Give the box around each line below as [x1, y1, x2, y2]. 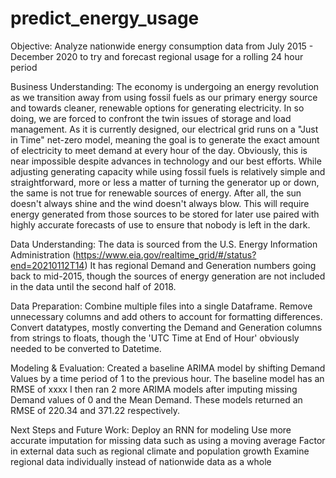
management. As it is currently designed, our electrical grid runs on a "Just [10, 123, 319, 135]
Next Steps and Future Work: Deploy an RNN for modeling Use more [10, 423, 292, 436]
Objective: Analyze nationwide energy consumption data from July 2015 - [10, 40, 314, 52]
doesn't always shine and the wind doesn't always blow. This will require [10, 197, 310, 209]
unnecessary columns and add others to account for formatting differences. [10, 310, 323, 322]
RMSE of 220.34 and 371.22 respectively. [10, 404, 181, 416]
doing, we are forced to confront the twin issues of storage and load [10, 112, 292, 124]
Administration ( [10, 248, 77, 261]
